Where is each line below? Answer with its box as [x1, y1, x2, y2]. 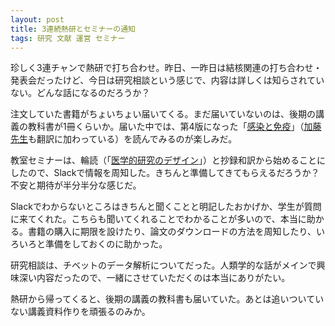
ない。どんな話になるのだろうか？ [10, 87, 151, 99]
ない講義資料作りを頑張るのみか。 [10, 306, 151, 318]
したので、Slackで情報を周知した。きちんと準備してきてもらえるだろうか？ [10, 167, 320, 179]
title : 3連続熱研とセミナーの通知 [10, 24, 136, 34]
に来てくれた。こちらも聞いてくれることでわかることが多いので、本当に [10, 213, 307, 225]
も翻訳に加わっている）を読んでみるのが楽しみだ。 [28, 133, 238, 145]
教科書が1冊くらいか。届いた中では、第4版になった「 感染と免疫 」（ [27, 121, 305, 133]
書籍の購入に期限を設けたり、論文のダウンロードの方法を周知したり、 [27, 226, 317, 238]
